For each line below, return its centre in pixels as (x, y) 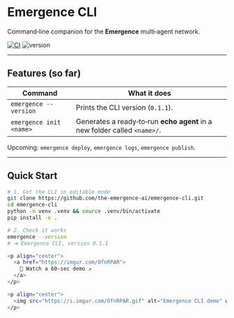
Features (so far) (44, 74)
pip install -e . (32, 218)
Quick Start (32, 176)
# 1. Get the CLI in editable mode (59, 192)
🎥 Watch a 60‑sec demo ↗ (56, 269)
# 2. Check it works (37, 230)
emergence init (36, 122)
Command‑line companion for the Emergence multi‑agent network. (104, 31)
